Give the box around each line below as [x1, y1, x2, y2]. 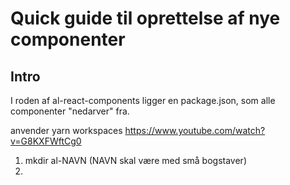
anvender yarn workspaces [10, 125, 123, 136]
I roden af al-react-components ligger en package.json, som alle [10, 95, 276, 106]
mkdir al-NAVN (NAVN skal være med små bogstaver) [24, 155, 248, 166]
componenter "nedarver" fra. [10, 105, 130, 117]
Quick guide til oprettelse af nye [10, 7, 281, 30]
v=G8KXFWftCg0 [10, 135, 82, 147]
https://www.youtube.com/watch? [124, 125, 266, 136]
